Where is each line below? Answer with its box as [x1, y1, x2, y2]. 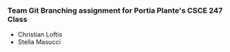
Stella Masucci [17, 38, 61, 46]
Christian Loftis [17, 30, 63, 39]
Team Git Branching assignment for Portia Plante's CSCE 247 [7, 6, 223, 15]
